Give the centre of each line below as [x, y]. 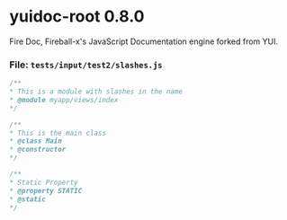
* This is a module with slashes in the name [96, 92]
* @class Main [36, 141]
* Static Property [44, 182]
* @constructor [38, 150]
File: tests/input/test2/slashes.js [86, 65]
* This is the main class [58, 133]
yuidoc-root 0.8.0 [77, 17]
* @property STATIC [46, 190]
